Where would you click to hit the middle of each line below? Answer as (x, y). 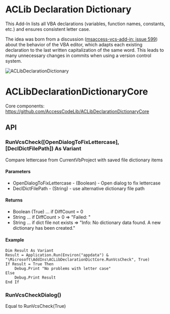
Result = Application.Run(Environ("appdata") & (57, 255)
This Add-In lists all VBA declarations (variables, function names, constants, (85, 24)
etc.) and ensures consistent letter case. (48, 29)
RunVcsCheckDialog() (33, 295)
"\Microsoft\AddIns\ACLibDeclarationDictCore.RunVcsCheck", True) (78, 260)
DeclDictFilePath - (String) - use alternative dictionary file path (79, 188)
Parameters (18, 172)
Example (15, 239)
